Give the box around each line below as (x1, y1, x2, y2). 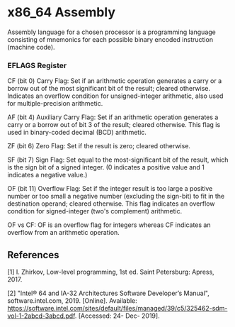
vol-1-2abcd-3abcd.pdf (7, 311, 76, 320)
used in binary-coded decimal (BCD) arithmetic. (7, 128, 147, 137)
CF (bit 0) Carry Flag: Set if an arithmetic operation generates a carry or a (7, 77, 222, 85)
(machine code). (7, 43, 55, 51)
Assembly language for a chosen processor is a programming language (7, 28, 216, 36)
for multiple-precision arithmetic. (7, 99, 103, 108)
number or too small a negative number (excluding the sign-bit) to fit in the (7, 192, 225, 201)
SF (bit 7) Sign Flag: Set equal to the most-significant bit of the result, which (7, 155, 229, 164)
